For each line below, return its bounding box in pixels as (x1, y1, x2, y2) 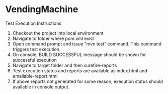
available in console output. (12, 83, 70, 89)
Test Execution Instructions (5, 20, 62, 26)
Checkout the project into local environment (12, 30, 104, 36)
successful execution (12, 57, 57, 63)
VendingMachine (5, 4, 78, 15)
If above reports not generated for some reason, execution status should (12, 78, 163, 84)
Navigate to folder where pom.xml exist (12, 35, 94, 41)
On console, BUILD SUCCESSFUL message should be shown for (12, 52, 146, 58)
